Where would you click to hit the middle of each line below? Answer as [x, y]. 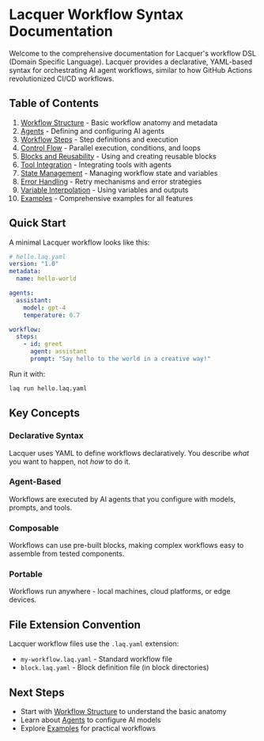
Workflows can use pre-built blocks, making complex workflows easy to [126, 545]
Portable [26, 574]
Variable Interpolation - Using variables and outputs [104, 190]
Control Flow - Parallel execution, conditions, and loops [110, 147]
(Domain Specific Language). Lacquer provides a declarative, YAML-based [131, 62]
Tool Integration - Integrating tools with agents [96, 165]
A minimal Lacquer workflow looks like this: [79, 242]
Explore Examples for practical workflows [88, 728]
